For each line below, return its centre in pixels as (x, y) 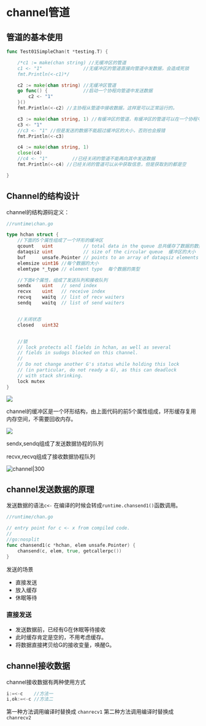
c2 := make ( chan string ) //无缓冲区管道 (67, 85)
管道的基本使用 (35, 37)
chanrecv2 (19, 718)
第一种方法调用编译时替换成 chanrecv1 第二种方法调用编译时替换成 (90, 712)
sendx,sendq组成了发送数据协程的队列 (55, 443)
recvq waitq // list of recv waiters (71, 297)
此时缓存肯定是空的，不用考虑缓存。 (61, 637)
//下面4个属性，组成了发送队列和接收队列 (63, 280)
